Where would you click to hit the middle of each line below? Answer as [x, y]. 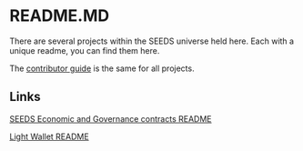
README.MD [60, 16]
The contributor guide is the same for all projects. [102, 68]
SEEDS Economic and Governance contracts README [111, 118]
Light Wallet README [49, 136]
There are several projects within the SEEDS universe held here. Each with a [151, 41]
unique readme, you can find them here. [85, 50]
